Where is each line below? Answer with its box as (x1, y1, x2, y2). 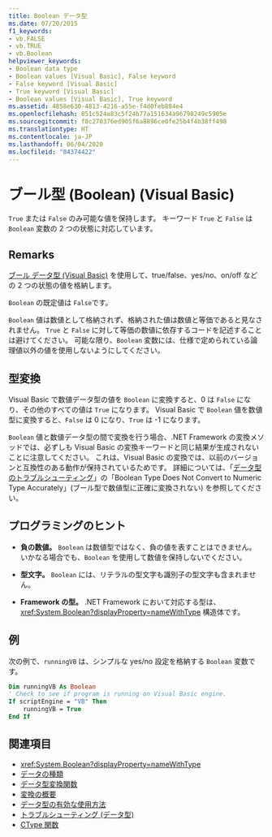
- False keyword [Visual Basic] (8, 80, 118, 88)
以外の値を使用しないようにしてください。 (22, 346, 165, 356)
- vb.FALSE (8, 34, 45, 43)
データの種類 (19, 769, 63, 779)
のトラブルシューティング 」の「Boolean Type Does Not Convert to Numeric (8, 472, 262, 482)
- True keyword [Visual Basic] (8, 87, 114, 96)
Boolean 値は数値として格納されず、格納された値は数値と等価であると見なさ (8, 315, 263, 325)
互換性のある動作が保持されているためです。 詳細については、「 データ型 (22, 462, 262, 472)
